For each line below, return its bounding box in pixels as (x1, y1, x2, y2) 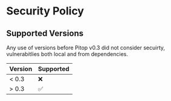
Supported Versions (6, 28, 83, 38)
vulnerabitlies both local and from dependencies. (6, 50, 128, 58)
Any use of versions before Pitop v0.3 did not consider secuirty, (6, 44, 165, 51)
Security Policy (6, 4, 85, 18)
